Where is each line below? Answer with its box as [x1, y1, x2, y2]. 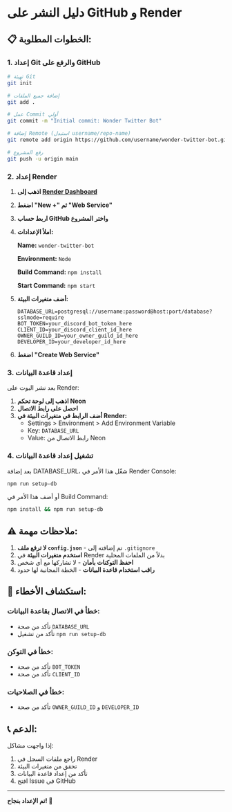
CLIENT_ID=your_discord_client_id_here [17, 326, 133, 333]
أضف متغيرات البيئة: [17, 294, 69, 303]
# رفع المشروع [7, 149, 43, 156]
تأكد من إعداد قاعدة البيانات [17, 770, 88, 778]
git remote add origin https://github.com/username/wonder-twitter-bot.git [7, 136, 230, 143]
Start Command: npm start [17, 281, 95, 289]
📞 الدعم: [7, 723, 38, 734]
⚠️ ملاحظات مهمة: [7, 525, 78, 537]
